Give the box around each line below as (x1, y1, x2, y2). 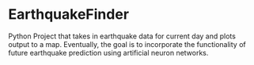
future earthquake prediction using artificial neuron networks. (8, 48, 209, 57)
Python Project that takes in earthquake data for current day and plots (8, 31, 236, 41)
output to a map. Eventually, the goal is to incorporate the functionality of (8, 39, 247, 49)
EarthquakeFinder (8, 5, 129, 23)
